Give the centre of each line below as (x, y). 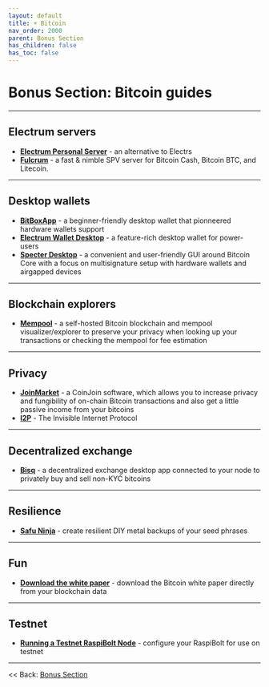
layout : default (35, 16)
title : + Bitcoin (37, 23)
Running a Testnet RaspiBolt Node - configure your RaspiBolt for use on (140, 643)
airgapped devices (50, 271)
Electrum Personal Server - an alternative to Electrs (106, 151)
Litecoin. (34, 168)
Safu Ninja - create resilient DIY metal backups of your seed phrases (134, 531)
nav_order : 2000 (35, 30)
